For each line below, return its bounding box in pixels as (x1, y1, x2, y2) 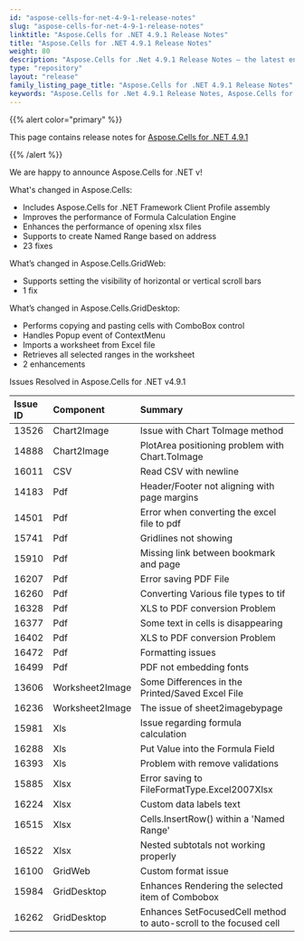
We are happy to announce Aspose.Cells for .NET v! (9, 167, 203, 178)
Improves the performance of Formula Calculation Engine (22, 211, 237, 222)
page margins (139, 491, 199, 504)
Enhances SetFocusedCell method (139, 905, 287, 917)
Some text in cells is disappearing (139, 617, 283, 629)
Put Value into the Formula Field (139, 742, 275, 754)
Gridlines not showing (139, 532, 233, 544)
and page (139, 558, 181, 571)
